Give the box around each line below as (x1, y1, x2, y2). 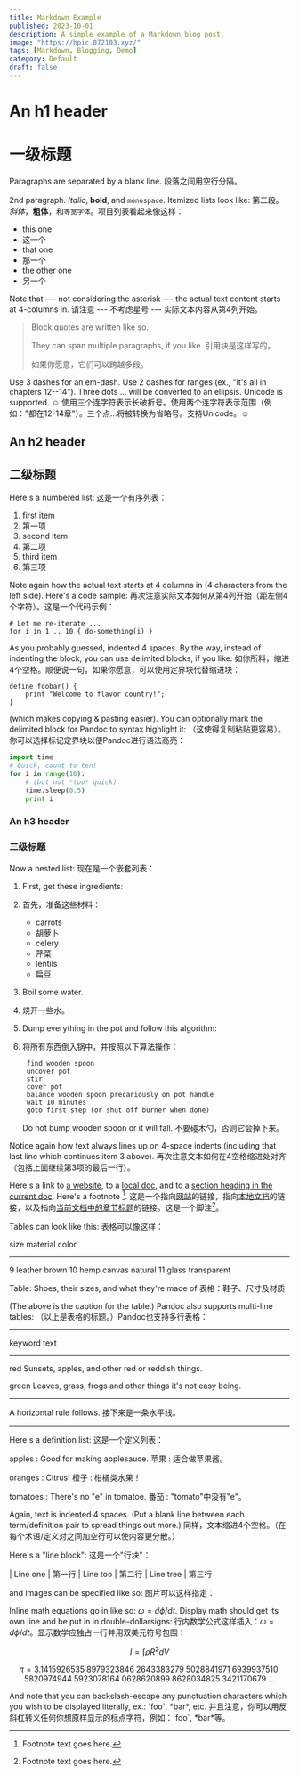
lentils (35, 958, 58, 969)
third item (21, 552, 58, 562)
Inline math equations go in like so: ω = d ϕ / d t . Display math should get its (9, 1605, 279, 1615)
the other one (21, 265, 73, 275)
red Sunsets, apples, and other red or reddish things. (9, 1362, 203, 1373)
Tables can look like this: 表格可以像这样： (9, 1221, 165, 1231)
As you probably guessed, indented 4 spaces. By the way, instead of (9, 642, 262, 653)
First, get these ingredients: (21, 880, 124, 891)
